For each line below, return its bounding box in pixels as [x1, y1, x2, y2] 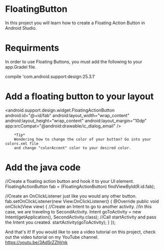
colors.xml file [5, 141, 39, 146]
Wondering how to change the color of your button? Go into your [14, 137, 152, 142]
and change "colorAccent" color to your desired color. [14, 145, 132, 150]
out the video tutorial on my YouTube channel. [5, 234, 99, 240]
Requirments [5, 42, 59, 54]
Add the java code [5, 162, 81, 173]
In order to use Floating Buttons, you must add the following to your [5, 58, 142, 65]
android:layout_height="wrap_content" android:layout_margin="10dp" [5, 118, 147, 124]
